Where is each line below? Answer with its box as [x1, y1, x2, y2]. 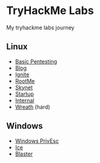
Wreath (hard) [15, 103, 50, 110]
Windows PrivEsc [15, 137, 59, 144]
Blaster [15, 150, 33, 158]
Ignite [15, 71, 30, 78]
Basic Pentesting [15, 57, 58, 65]
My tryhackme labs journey [6, 24, 75, 31]
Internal [15, 96, 35, 104]
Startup [15, 90, 35, 98]
